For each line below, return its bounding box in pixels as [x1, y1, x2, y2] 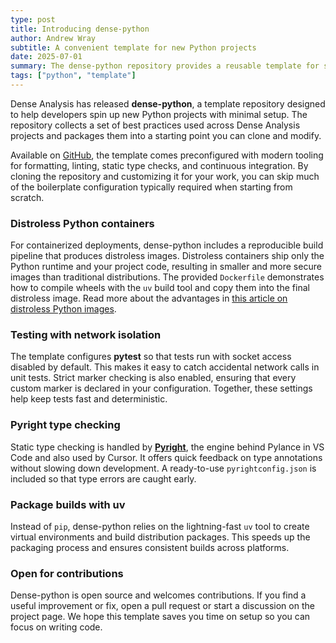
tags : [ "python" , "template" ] [10, 71, 137, 81]
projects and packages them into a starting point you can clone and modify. [10, 129, 322, 141]
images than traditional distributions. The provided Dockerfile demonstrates [10, 271, 325, 283]
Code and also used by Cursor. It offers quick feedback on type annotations [10, 451, 323, 463]
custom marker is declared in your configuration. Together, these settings [10, 382, 313, 395]
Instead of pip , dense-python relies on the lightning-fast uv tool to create [10, 521, 310, 533]
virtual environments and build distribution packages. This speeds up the [10, 531, 311, 543]
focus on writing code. [10, 621, 103, 633]
